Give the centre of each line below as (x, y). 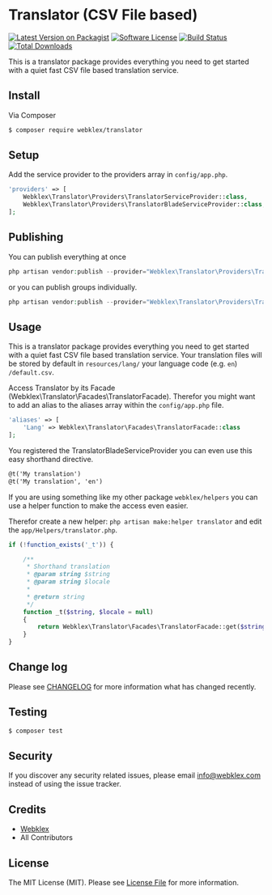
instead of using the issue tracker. (65, 784)
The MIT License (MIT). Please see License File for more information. (123, 882)
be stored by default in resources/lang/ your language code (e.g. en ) (123, 364)
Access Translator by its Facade (62, 388)
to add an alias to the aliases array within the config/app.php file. (116, 405)
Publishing (36, 238)
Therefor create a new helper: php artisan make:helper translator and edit (135, 521)
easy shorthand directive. (51, 459)
